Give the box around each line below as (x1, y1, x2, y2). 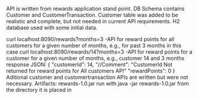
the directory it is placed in (6, 86, 72, 93)
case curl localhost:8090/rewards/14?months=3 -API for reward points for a (6, 48, 193, 55)
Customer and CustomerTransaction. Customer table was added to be (6, 11, 178, 18)
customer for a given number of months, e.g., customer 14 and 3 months (6, 55, 185, 61)
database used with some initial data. (6, 24, 98, 31)
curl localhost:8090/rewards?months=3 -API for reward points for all (6, 36, 175, 42)
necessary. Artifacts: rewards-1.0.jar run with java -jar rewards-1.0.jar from (6, 80, 189, 87)
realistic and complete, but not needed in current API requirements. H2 (6, 18, 180, 24)
